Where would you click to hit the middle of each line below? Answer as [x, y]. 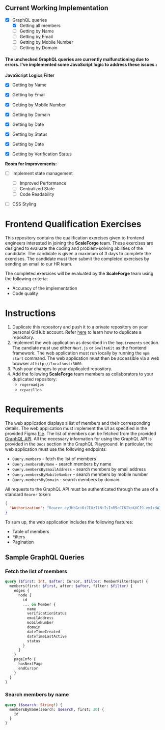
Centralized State [37, 189]
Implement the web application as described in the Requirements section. [86, 343]
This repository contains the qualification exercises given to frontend [75, 238]
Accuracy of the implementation [45, 288]
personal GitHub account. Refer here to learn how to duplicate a [77, 332]
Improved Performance [43, 183]
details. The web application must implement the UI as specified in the [76, 428]
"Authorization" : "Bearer [36, 508]
